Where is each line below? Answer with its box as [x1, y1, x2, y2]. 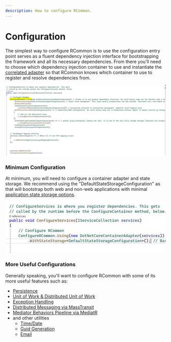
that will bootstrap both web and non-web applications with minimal [5, 186, 148, 192]
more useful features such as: [5, 278, 68, 284]
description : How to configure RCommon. [5, 8, 93, 13]
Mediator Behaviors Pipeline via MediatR [12, 309, 98, 316]
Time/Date [20, 320, 43, 326]
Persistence [12, 288, 38, 294]
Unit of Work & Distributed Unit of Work [12, 293, 96, 299]
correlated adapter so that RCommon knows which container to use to [5, 69, 153, 75]
